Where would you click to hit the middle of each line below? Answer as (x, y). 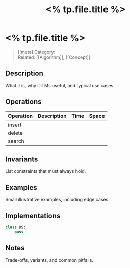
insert (15, 125)
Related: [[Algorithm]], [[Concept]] (54, 57)
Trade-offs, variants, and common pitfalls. (49, 260)
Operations (23, 102)
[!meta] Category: (36, 52)
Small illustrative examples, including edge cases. (57, 200)
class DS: (16, 227)
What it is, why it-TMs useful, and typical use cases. (60, 85)
